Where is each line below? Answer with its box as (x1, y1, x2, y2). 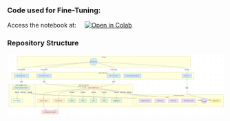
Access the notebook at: (7, 21, 77, 30)
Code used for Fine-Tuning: (7, 5, 101, 15)
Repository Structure (7, 38, 79, 48)
